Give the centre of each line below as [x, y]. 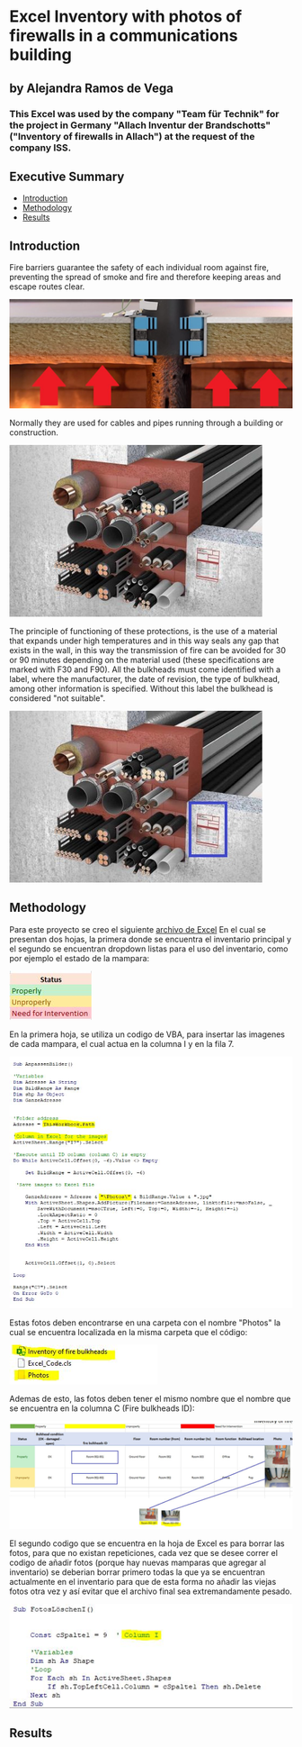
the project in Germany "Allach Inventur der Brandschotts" [140, 125]
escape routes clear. [47, 287]
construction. [34, 432]
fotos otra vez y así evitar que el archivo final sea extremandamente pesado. [151, 1591]
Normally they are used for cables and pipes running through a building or [147, 423]
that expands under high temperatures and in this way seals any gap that [144, 641]
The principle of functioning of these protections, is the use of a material [143, 632]
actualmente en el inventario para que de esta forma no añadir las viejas [143, 1582]
